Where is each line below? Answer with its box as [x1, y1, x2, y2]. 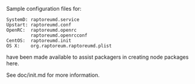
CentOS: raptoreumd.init [6, 38, 71, 44]
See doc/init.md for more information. [6, 71, 100, 79]
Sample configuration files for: [6, 5, 82, 12]
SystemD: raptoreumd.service [6, 17, 80, 23]
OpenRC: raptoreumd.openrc [6, 27, 77, 33]
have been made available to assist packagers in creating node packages [6, 53, 189, 61]
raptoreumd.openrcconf [30, 32, 88, 38]
